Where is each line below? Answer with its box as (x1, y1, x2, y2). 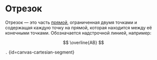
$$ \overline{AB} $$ (63, 39, 104, 45)
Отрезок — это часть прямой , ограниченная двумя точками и (5, 19, 138, 25)
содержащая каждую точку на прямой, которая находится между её (5, 24, 153, 30)
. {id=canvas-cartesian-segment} (5, 49, 75, 55)
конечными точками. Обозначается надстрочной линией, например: (5, 30, 152, 36)
